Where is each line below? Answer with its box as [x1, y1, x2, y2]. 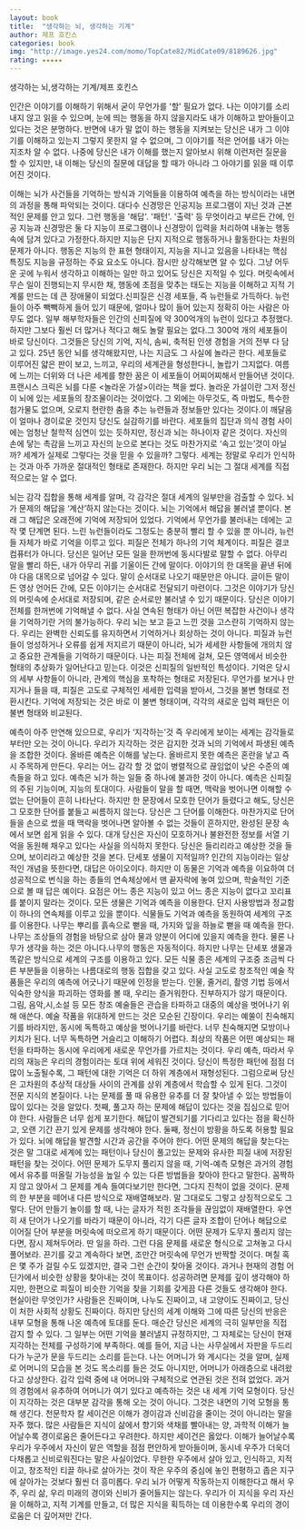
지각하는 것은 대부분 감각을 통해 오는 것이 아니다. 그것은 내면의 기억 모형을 [18, 1396, 280, 1407]
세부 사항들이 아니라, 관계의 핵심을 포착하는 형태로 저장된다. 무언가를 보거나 [18, 673, 286, 684]
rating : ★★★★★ [9, 55, 64, 65]
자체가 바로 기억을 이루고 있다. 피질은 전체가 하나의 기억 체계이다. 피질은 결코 [18, 537, 290, 548]
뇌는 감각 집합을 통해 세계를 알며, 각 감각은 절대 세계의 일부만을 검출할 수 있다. [9, 491, 285, 502]
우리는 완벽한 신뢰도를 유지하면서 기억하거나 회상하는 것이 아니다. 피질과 [21, 628, 276, 639]
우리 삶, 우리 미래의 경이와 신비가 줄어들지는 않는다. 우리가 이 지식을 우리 [21, 1487, 278, 1498]
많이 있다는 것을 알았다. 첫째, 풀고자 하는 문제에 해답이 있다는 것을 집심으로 [9, 1101, 273, 1112]
